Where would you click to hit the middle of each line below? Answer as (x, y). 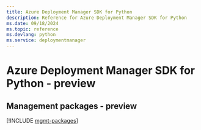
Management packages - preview (72, 106)
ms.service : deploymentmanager (46, 40)
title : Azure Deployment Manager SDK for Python (69, 12)
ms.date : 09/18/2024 (33, 23)
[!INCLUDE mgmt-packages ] (42, 121)
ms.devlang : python (31, 35)
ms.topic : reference (33, 29)
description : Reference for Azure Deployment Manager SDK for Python (97, 18)
